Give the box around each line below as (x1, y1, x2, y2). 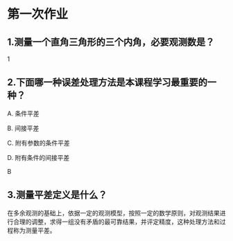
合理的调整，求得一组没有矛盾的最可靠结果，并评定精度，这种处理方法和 (12, 217, 220, 226)
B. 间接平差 (7, 124, 40, 132)
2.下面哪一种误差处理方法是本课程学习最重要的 (7, 77, 208, 89)
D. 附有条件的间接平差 (7, 153, 70, 161)
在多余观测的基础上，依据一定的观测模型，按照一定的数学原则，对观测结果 (7, 208, 220, 217)
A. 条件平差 (7, 109, 40, 118)
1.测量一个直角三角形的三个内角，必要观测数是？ (7, 36, 215, 48)
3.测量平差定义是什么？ (7, 189, 107, 201)
